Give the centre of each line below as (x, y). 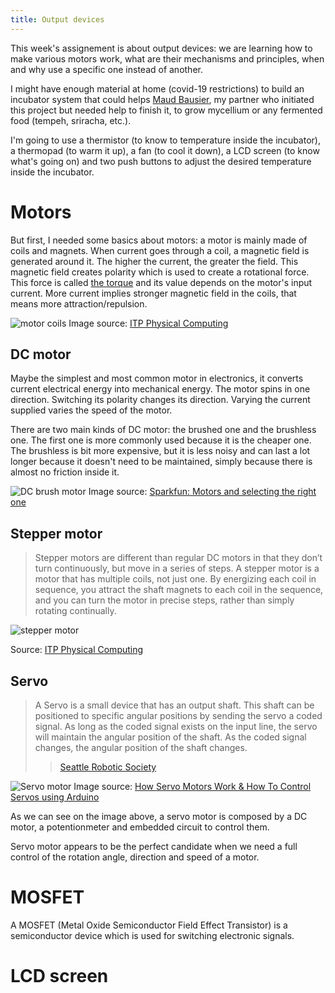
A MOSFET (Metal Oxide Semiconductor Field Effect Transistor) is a (149, 925)
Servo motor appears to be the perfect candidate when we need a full (154, 846)
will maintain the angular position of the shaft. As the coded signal (170, 737)
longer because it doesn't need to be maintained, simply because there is (161, 462)
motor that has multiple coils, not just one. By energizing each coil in (175, 579)
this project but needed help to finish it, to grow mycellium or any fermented (166, 110)
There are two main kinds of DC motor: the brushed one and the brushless (163, 430)
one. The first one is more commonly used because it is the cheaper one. (161, 440)
